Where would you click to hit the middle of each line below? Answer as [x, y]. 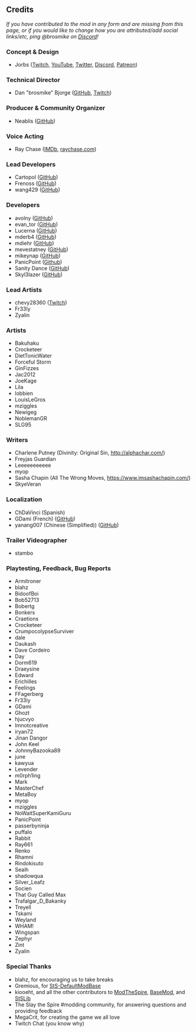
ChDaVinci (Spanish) [40, 512]
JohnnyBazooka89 [37, 751]
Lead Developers [31, 164]
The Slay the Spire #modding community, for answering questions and [100, 1004]
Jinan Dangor [31, 738]
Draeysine [27, 669]
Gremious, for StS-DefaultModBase [58, 986]
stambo [24, 553]
